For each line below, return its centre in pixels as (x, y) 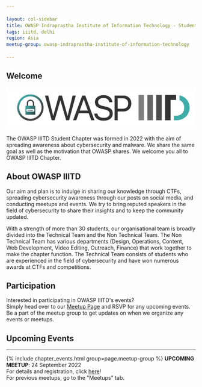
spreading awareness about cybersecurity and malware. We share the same (101, 145)
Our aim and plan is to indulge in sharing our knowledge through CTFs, (94, 191)
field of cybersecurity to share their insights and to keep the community (95, 210)
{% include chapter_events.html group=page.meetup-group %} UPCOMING (100, 359)
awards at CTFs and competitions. (49, 267)
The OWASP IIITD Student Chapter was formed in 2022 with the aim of (94, 138)
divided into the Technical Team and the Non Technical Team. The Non (94, 234)
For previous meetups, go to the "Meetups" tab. (65, 378)
